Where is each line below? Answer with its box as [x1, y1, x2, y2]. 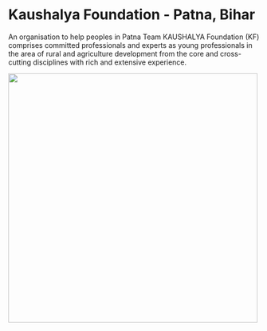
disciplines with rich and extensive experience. [33, 57, 187, 67]
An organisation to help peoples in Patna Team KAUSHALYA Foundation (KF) [8, 32, 260, 41]
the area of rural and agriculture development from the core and [8, 49, 219, 58]
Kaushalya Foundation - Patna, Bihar [8, 6, 256, 24]
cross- [219, 49, 241, 58]
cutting [8, 57, 32, 67]
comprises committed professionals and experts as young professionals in [8, 40, 253, 49]
